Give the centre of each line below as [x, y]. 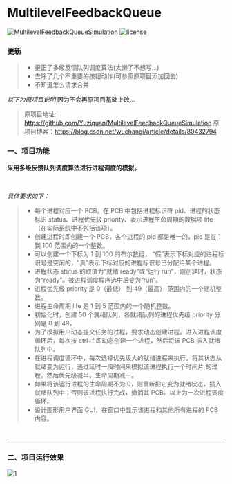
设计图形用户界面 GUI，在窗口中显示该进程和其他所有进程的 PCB [126, 409]
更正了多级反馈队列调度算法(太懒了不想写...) [97, 68]
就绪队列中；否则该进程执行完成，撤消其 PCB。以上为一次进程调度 [129, 392]
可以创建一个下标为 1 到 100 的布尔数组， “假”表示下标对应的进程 [126, 253]
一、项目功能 [29, 152]
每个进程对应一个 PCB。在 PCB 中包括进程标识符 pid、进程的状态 [127, 210]
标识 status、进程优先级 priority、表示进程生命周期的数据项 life [124, 219]
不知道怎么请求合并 [62, 85]
